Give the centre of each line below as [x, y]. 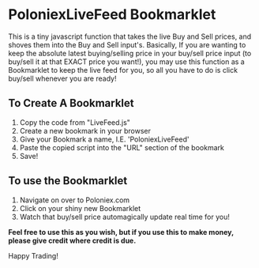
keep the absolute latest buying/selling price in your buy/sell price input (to [130, 53]
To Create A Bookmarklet [71, 103]
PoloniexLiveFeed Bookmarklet [112, 15]
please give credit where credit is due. [72, 240]
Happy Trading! [34, 255]
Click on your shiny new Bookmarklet [80, 208]
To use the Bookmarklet [68, 181]
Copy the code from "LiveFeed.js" [75, 122]
